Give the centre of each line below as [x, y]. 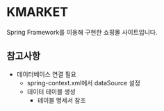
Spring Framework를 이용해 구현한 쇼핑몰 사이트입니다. [82, 32]
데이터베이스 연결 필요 [47, 74]
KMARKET [38, 12]
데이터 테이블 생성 [51, 92]
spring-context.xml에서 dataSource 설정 [83, 83]
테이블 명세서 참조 [61, 100]
